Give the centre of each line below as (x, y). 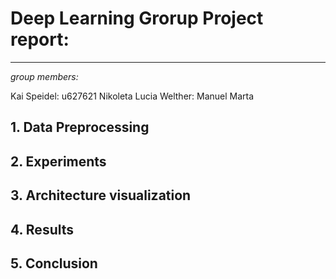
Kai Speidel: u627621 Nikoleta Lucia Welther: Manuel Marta (132, 96)
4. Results (42, 229)
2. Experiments (58, 161)
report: (40, 39)
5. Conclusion (54, 263)
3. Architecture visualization (101, 195)
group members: (44, 76)
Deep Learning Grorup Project (137, 18)
